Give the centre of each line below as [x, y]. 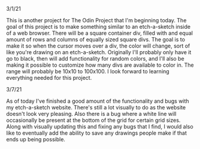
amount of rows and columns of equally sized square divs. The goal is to [96, 39]
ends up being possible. [36, 139]
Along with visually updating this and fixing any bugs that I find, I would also [100, 126]
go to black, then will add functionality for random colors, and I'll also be [95, 59]
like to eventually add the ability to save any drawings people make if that [97, 133]
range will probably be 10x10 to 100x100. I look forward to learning [88, 71]
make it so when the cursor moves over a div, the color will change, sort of [98, 46]
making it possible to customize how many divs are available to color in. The [100, 65]
